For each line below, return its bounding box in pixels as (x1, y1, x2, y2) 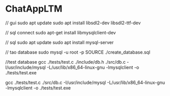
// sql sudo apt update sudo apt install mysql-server (5, 39, 114, 45)
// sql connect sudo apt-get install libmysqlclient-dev (5, 29, 116, 35)
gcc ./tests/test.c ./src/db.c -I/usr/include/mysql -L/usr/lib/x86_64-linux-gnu (5, 79, 165, 85)
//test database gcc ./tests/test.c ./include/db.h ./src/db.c (5, 59, 126, 65)
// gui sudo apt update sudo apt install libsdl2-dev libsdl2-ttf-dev (5, 20, 141, 26)
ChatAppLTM (5, 3, 63, 15)
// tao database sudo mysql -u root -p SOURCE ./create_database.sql (5, 49, 151, 55)
